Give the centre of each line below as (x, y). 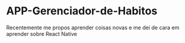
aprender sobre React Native (42, 33)
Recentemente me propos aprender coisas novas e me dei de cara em (93, 27)
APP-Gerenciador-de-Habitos (82, 11)
